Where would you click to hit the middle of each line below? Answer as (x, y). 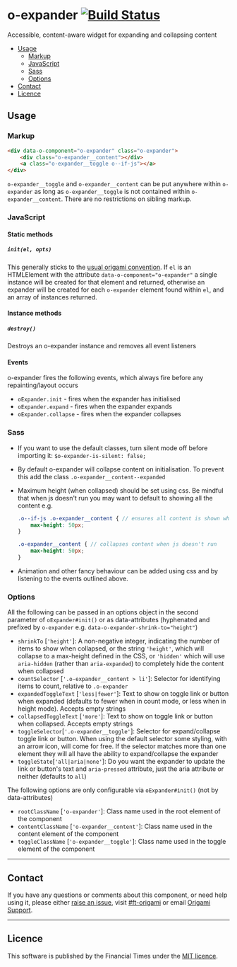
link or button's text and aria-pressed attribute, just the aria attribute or (121, 769)
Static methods (30, 234)
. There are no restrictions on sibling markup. (126, 199)
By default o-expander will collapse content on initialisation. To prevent (121, 469)
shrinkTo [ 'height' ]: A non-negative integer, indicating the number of (119, 641)
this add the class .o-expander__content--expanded (91, 476)
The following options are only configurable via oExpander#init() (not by (113, 790)
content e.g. (35, 505)
